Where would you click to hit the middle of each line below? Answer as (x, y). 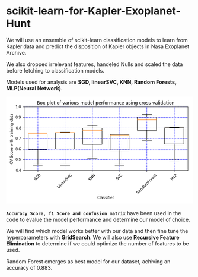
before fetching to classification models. (55, 70)
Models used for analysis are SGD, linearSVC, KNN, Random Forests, (91, 82)
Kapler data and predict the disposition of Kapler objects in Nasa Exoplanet (98, 46)
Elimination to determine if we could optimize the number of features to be (98, 243)
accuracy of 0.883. (29, 267)
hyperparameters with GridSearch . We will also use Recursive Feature (93, 237)
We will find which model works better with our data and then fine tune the (97, 231)
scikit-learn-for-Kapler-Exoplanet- (93, 11)
